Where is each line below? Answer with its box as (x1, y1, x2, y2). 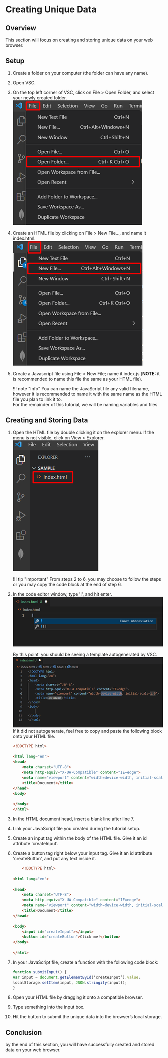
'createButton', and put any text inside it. (12, 856, 96, 862)
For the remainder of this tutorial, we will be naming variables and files (12, 401, 158, 407)
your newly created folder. (12, 94, 67, 101)
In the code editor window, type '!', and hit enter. (12, 591, 113, 597)
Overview (5, 24, 37, 32)
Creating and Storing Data (5, 416, 88, 425)
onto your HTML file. (12, 733, 55, 739)
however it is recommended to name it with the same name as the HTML (12, 391, 162, 397)
